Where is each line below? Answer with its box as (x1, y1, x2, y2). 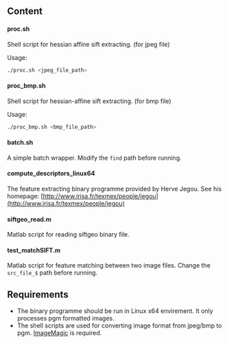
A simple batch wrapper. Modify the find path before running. (7, 153, 182, 162)
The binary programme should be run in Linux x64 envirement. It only (16, 307, 214, 315)
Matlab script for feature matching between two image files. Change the (7, 261, 211, 270)
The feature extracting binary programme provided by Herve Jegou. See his (7, 184, 222, 193)
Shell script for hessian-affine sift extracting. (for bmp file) (7, 96, 171, 105)
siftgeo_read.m (7, 215, 51, 223)
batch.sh (7, 138, 34, 147)
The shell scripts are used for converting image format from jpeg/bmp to (16, 321, 222, 330)
